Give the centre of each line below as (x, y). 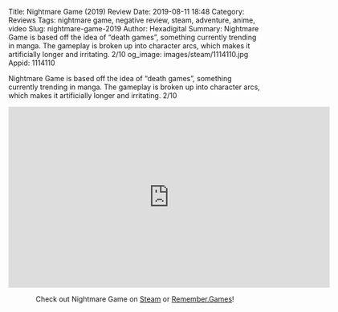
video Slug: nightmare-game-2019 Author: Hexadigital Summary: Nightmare (134, 29)
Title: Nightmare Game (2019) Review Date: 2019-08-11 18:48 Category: (126, 12)
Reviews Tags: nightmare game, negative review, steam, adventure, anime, (132, 20)
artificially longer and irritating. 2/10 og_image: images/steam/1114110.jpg (128, 54)
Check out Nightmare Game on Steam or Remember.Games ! (135, 299)
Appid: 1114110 (32, 63)
